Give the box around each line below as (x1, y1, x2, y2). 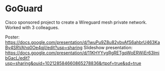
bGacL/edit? (5, 55, 30, 61)
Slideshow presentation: (83, 44, 133, 50)
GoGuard (5, 3, 43, 14)
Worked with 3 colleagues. (5, 24, 60, 30)
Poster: (5, 34, 20, 40)
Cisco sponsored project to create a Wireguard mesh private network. (5, 19, 147, 25)
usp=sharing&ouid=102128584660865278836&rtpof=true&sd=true (5, 60, 141, 66)
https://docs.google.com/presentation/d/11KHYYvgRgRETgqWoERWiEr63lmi (5, 50, 160, 56)
